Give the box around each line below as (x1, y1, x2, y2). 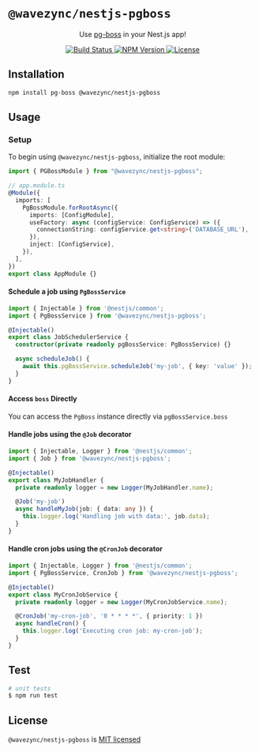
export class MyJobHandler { (8, 476, 104, 484)
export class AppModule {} (8, 269, 97, 278)
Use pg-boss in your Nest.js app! (78, 29, 187, 39)
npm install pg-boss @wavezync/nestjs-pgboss (8, 88, 160, 96)
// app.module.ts (8, 182, 66, 190)
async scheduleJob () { (15, 355, 90, 363)
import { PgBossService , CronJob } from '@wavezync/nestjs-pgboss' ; (8, 569, 238, 577)
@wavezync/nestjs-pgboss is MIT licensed (8, 735, 141, 744)
